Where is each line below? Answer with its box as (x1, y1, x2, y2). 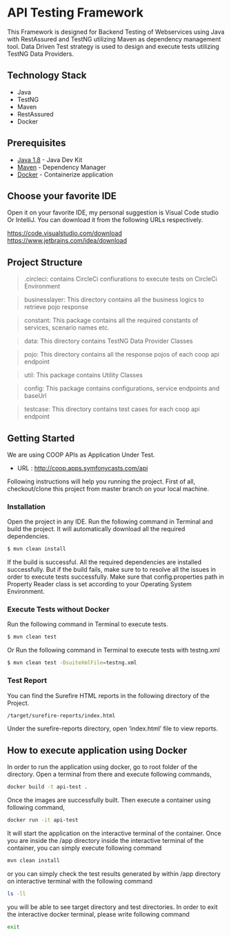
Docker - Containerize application (17, 170, 114, 179)
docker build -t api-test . (7, 784, 88, 790)
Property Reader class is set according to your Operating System (7, 580, 192, 588)
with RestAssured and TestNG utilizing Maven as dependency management (7, 34, 221, 43)
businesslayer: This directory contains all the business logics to (23, 295, 205, 304)
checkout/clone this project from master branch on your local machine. (7, 485, 209, 492)
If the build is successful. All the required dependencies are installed (7, 558, 202, 566)
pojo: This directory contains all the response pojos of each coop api (23, 350, 219, 359)
